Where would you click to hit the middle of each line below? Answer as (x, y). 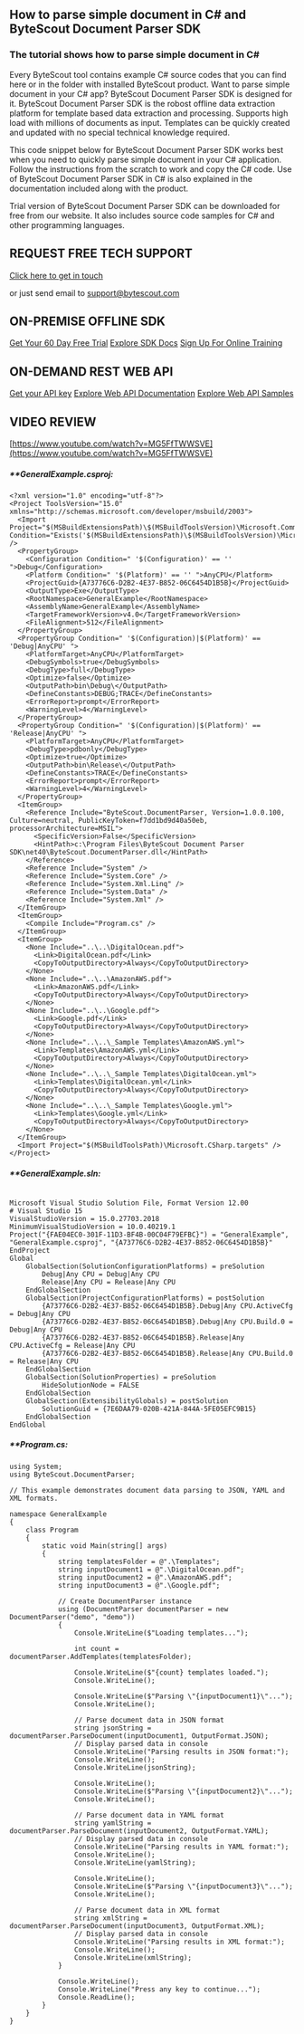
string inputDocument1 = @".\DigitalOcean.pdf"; (151, 1570)
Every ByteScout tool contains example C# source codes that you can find (148, 74)
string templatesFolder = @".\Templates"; (139, 1561)
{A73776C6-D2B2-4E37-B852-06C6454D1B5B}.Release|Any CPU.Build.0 (168, 1353)
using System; (36, 1466)
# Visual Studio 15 (46, 1211)
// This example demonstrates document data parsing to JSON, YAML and (147, 1490)
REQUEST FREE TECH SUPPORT (101, 254)
